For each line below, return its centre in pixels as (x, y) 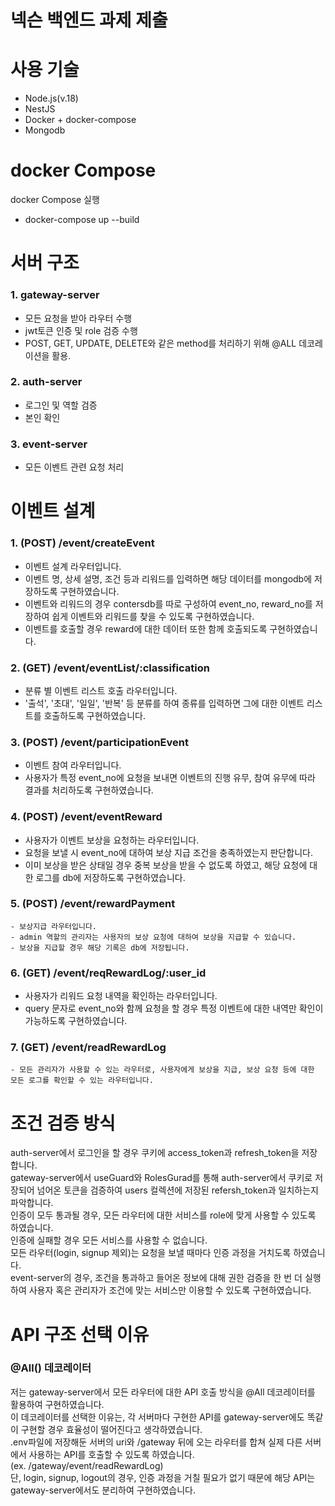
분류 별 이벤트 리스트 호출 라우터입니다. (101, 690)
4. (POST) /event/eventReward (86, 817)
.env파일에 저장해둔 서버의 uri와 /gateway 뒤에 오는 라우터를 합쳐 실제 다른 (156, 1442)
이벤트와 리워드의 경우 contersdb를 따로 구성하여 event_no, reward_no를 (168, 603)
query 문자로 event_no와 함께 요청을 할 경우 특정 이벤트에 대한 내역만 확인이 (174, 1008)
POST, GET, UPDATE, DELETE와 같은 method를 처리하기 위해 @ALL (160, 343)
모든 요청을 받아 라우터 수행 (78, 318)
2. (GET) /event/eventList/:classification (110, 668)
